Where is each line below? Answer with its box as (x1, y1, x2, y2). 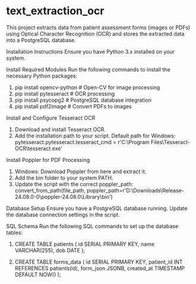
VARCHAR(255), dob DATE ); (14, 246, 86, 254)
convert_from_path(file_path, (14, 186, 86, 194)
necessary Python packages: (6, 72, 78, 79)
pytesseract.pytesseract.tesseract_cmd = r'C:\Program (14, 138, 150, 145)
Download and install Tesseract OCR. (14, 126, 106, 133)
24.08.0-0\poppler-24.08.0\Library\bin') (14, 193, 113, 200)
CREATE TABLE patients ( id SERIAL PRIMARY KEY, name (14, 240, 155, 248)
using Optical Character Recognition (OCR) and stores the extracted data (6, 30, 185, 37)
